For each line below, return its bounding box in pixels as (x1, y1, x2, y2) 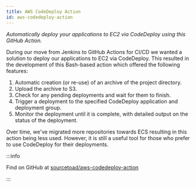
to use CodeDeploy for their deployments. (6, 141, 109, 148)
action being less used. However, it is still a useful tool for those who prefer (6, 134, 190, 141)
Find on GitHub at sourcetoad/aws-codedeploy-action (6, 164, 139, 171)
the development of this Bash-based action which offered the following (6, 61, 180, 68)
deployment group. (14, 104, 62, 111)
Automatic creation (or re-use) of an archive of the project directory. (14, 78, 182, 86)
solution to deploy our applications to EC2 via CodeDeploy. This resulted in (6, 55, 189, 62)
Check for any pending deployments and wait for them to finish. (14, 91, 171, 99)
